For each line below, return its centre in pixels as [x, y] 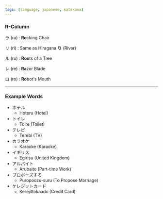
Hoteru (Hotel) [34, 113]
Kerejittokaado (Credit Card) [48, 192]
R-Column [17, 26]
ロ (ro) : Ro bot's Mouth [28, 79]
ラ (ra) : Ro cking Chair [27, 37]
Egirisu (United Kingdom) [44, 158]
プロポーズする [27, 175]
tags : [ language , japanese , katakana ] [44, 9]
